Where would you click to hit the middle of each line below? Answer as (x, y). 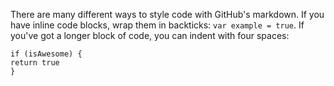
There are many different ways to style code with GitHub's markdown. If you (167, 14)
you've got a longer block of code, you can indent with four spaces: (150, 35)
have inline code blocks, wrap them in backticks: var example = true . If (157, 25)
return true (35, 63)
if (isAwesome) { (46, 54)
